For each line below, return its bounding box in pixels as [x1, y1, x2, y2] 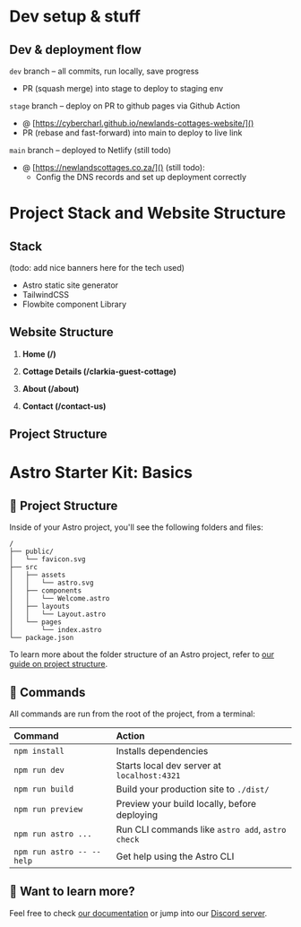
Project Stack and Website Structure [9, 204, 287, 223]
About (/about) [21, 383, 80, 394]
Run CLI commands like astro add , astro [116, 823, 287, 836]
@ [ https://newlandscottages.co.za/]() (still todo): [21, 162, 205, 172]
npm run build [13, 784, 74, 794]
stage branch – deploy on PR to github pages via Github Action [9, 100, 240, 111]
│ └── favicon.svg [9, 555, 87, 564]
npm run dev [13, 765, 65, 775]
